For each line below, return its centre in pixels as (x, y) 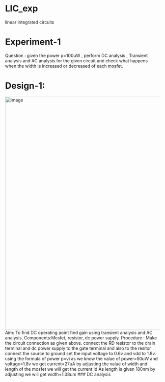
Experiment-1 (33, 42)
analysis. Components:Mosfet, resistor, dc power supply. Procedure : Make (81, 338)
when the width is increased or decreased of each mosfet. (64, 66)
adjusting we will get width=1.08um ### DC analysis (58, 374)
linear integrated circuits (30, 22)
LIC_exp (22, 9)
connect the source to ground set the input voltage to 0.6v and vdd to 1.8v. (81, 353)
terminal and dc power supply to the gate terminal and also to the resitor (78, 348)
